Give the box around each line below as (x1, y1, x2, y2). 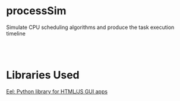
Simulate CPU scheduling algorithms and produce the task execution (6, 24, 175, 31)
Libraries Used (6, 69, 80, 82)
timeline (6, 30, 26, 37)
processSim (6, 4, 67, 18)
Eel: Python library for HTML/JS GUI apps (6, 87, 108, 95)
